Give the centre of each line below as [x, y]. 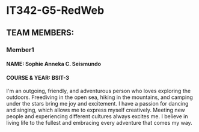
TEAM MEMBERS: [40, 33]
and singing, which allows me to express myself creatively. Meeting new [96, 110]
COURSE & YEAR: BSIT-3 [38, 77]
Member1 [20, 50]
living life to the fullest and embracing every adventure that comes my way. [99, 123]
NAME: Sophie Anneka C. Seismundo [54, 64]
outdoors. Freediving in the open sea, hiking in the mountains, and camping [100, 97]
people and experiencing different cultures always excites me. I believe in [97, 116]
